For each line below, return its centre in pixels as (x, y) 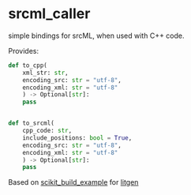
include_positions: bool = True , (77, 138)
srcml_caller (49, 14)
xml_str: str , (45, 73)
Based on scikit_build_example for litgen (73, 182)
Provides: (24, 51)
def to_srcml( (32, 123)
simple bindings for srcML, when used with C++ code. (96, 36)
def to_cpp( (28, 65)
